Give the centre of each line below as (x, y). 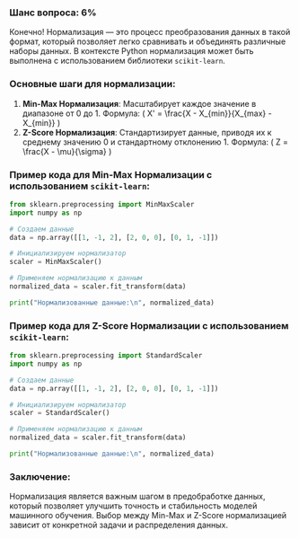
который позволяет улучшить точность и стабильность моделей (133, 506)
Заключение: (40, 476)
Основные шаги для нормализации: (92, 84)
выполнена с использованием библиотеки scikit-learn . (118, 61)
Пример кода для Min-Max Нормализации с (111, 174)
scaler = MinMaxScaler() (56, 262)
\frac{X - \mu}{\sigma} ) (67, 151)
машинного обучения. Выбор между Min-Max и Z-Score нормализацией (148, 516)
